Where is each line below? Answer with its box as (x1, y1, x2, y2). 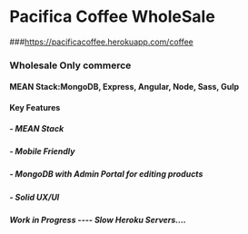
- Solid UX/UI (9, 191, 60, 202)
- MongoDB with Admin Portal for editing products (9, 169, 203, 180)
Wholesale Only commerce (9, 59, 132, 72)
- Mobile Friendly (9, 146, 75, 157)
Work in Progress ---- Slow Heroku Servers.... (9, 215, 187, 226)
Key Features (9, 102, 61, 113)
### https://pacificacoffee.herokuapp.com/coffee (9, 36, 193, 47)
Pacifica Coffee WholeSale (9, 6, 215, 27)
